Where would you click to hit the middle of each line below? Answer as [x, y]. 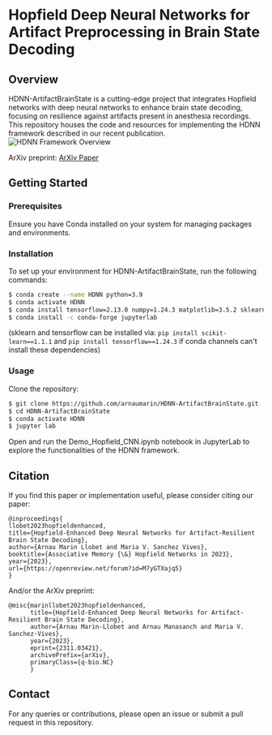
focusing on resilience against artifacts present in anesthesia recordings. [130, 116]
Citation [29, 476]
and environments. [40, 232]
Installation [31, 253]
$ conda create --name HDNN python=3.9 [76, 294]
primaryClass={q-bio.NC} [72, 663]
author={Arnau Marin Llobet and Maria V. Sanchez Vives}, [108, 548]
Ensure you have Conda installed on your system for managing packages [130, 224]
